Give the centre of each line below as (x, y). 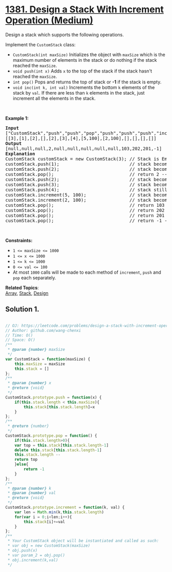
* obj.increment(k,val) (33, 560)
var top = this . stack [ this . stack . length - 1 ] (62, 445)
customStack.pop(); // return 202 (85, 210)
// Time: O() (19, 335)
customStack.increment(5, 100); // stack (78, 195)
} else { (21, 464)
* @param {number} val (32, 493)
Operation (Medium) (49, 20)
